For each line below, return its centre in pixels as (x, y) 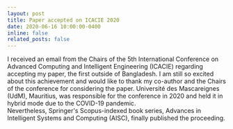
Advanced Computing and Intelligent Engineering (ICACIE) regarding (105, 67)
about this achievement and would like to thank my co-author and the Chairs (116, 81)
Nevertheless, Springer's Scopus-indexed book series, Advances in (104, 111)
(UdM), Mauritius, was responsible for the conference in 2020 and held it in (115, 96)
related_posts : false (39, 40)
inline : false (28, 33)
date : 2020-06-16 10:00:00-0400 (54, 26)
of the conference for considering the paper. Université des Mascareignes (113, 89)
